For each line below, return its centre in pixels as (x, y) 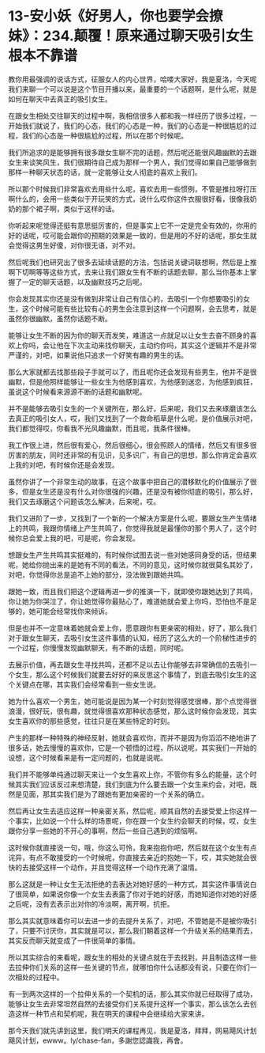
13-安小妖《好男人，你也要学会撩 (116, 16)
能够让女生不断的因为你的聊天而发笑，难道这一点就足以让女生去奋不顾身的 (129, 335)
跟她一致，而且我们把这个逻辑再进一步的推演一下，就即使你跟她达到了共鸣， (132, 591)
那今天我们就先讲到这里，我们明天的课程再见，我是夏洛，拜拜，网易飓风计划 (132, 1030)
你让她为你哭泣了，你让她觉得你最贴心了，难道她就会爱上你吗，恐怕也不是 (129, 601)
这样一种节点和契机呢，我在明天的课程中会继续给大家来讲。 (112, 1013)
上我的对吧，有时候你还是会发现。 (63, 464)
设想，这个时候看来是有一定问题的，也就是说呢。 (88, 757)
